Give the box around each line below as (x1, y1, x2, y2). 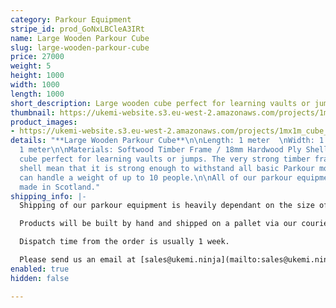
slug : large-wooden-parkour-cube (10, 42, 150, 53)
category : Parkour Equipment (10, 14, 132, 25)
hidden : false (10, 273, 70, 283)
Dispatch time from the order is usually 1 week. (19, 237, 230, 247)
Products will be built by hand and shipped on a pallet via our (19, 219, 298, 229)
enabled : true (10, 264, 70, 274)
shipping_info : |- (10, 191, 87, 201)
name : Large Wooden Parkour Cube (10, 33, 150, 43)
